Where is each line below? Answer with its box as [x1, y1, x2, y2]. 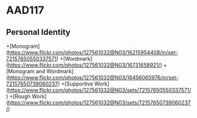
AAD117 [6, 4, 44, 17]
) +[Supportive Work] [58, 80, 110, 87]
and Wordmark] [35, 68, 74, 74]
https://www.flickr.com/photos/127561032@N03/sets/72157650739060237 [8, 99, 191, 106]
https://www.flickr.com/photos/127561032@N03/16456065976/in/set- [8, 74, 179, 81]
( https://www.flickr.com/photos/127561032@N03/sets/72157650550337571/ [6, 87, 192, 93]
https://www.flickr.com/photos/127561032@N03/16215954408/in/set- [8, 49, 178, 56]
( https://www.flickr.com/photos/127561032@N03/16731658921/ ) [6, 61, 162, 68]
